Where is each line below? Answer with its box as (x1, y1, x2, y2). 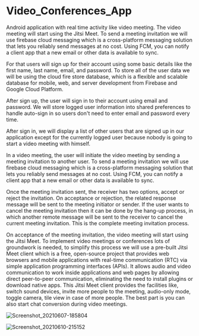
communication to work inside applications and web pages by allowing (6, 268, 179, 276)
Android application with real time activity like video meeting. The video (6, 24, 181, 31)
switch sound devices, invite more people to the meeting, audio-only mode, (6, 287, 191, 295)
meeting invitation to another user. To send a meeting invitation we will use (6, 158, 189, 165)
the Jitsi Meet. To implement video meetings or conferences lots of (6, 237, 170, 244)
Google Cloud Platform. (6, 85, 64, 92)
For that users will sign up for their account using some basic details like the (6, 60, 192, 68)
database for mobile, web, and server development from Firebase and (6, 79, 178, 87)
